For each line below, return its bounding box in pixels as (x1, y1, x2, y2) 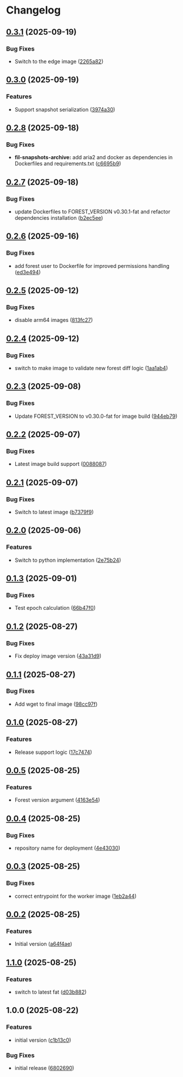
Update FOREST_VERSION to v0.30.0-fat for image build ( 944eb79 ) (14, 412, 178, 420)
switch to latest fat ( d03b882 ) (14, 988, 87, 995)
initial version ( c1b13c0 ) (14, 1036, 72, 1044)
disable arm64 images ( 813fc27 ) (14, 317, 93, 324)
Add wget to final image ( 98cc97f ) (14, 700, 98, 707)
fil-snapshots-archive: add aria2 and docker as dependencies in (14, 154, 173, 161)
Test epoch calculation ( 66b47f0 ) (14, 605, 96, 612)
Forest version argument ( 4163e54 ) (14, 797, 100, 804)
